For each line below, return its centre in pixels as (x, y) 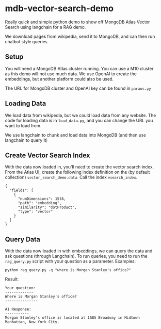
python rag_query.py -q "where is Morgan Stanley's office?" (68, 270)
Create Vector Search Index (48, 155)
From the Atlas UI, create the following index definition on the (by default (78, 172)
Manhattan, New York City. (32, 322)
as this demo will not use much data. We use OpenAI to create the (71, 74)
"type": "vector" (35, 212)
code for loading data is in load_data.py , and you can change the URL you (79, 120)
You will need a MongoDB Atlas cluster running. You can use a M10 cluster (79, 68)
